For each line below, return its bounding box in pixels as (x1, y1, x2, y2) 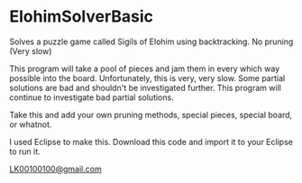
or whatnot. (9, 119, 52, 130)
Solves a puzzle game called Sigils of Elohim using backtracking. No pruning (9, 36, 294, 47)
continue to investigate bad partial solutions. (9, 92, 174, 103)
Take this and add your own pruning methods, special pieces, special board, (9, 109, 293, 120)
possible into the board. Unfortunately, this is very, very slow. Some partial (9, 72, 286, 83)
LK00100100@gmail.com (9, 163, 102, 174)
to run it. (9, 146, 41, 157)
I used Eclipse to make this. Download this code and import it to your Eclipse (9, 136, 293, 147)
